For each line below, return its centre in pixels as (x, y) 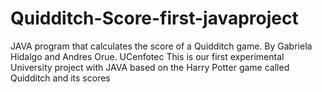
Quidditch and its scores (60, 78)
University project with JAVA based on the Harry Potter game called (150, 67)
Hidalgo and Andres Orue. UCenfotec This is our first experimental (147, 56)
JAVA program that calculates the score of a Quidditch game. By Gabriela (161, 46)
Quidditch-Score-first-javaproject (154, 18)
